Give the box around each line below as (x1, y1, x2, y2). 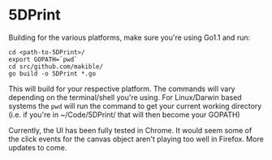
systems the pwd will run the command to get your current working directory (8, 101, 262, 110)
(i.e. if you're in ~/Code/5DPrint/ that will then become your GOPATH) (8, 110, 241, 119)
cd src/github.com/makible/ (8, 63, 104, 71)
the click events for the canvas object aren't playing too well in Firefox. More (8, 134, 264, 144)
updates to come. (8, 142, 67, 152)
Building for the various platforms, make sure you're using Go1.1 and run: (8, 32, 250, 42)
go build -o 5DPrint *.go (8, 69, 96, 78)
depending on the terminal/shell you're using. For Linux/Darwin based (8, 92, 242, 102)
